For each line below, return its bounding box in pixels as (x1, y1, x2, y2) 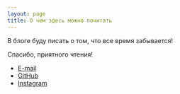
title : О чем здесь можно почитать (7, 17, 113, 24)
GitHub (17, 71, 39, 80)
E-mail (17, 64, 37, 72)
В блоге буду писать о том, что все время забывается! (7, 36, 174, 45)
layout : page (7, 10, 46, 18)
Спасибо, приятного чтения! (7, 50, 94, 59)
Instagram (17, 78, 47, 87)
